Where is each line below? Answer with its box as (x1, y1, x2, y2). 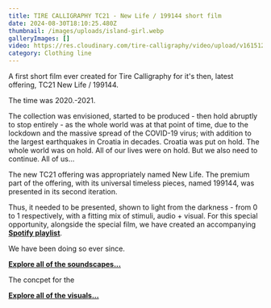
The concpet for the (8, 275, 75, 285)
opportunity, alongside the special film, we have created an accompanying (8, 219, 256, 229)
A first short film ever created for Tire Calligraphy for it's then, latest (8, 72, 234, 81)
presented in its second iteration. (8, 187, 118, 196)
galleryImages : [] (8, 34, 70, 43)
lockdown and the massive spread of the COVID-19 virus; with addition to (8, 128, 252, 138)
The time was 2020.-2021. (8, 96, 96, 105)
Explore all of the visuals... (8, 291, 99, 300)
